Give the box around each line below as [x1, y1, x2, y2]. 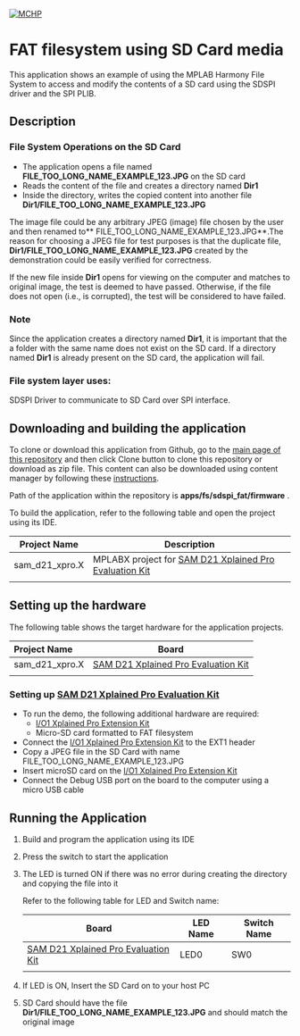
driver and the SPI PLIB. [9, 88, 96, 98]
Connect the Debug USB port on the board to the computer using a [21, 775, 270, 786]
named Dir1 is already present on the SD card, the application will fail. [9, 352, 265, 363]
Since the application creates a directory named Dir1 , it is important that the [9, 333, 287, 344]
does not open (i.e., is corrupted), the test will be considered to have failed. [9, 290, 287, 301]
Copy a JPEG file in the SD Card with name [21, 747, 180, 757]
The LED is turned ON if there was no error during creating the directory [21, 868, 287, 879]
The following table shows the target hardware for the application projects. [9, 622, 284, 632]
